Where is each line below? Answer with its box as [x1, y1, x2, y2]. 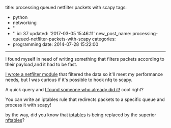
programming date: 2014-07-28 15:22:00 [12, 41, 99, 47]
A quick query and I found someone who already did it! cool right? [5, 87, 144, 92]
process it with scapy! [5, 102, 52, 108]
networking [12, 20, 37, 25]
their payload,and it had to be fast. [5, 61, 77, 67]
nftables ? [5, 117, 25, 123]
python [12, 14, 28, 20]
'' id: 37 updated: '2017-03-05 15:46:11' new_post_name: [12, 31, 131, 36]
